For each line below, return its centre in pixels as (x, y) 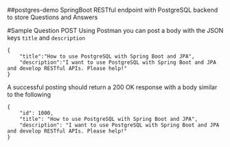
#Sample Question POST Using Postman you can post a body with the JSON (115, 31)
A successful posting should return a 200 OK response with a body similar (112, 87)
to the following (29, 94)
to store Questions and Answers (53, 17)
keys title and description (46, 38)
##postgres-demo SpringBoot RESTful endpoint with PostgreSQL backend (113, 10)
